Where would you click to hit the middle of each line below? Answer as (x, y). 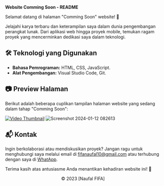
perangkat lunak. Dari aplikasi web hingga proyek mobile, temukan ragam (80, 31)
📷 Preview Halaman (37, 89)
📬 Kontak (21, 135)
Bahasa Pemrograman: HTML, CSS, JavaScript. (61, 67)
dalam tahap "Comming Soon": (37, 109)
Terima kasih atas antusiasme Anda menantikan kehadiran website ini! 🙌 (78, 169)
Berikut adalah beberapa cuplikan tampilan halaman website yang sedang (80, 103)
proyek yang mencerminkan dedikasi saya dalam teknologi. (65, 37)
